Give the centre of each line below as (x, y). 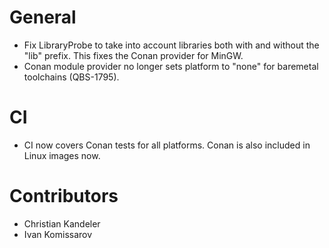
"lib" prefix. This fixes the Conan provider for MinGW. (133, 55)
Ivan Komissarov (58, 234)
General (43, 17)
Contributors (64, 196)
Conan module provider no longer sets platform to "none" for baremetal (171, 66)
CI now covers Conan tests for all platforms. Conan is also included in (167, 145)
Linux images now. (62, 155)
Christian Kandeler (62, 223)
